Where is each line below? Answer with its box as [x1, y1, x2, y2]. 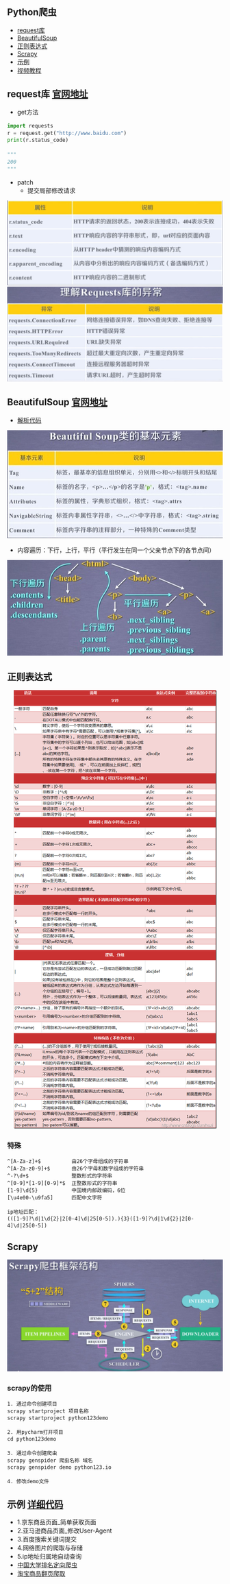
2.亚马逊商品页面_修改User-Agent [16, 1526, 112, 1535]
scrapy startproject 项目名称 [7, 1408, 89, 1415]
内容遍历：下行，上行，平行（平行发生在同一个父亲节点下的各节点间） [16, 546, 216, 554]
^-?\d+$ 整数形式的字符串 [7, 1173, 113, 1179]
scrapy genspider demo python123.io [7, 1464, 112, 1471]
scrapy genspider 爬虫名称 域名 [7, 1457, 94, 1464]
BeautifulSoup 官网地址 [7, 396, 108, 408]
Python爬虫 [7, 6, 57, 19]
